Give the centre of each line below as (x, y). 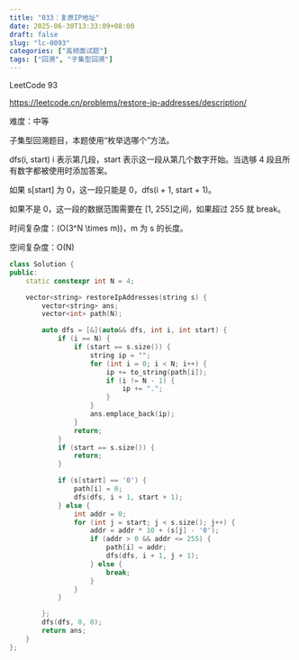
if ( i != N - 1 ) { (140, 380)
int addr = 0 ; (100, 514)
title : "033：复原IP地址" (54, 18)
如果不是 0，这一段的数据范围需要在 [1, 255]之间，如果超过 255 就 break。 (148, 209)
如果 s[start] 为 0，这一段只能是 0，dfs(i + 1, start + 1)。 (113, 190)
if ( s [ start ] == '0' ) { (102, 481)
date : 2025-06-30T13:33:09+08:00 (72, 26)
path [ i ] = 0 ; (98, 489)
